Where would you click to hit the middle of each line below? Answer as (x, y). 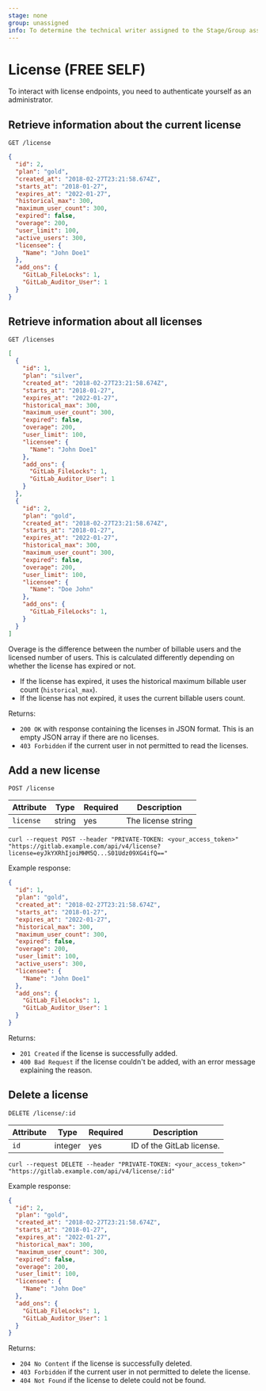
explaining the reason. (56, 1070)
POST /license (32, 789)
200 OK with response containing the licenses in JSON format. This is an (137, 728)
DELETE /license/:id (42, 1113)
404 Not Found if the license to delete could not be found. (113, 1381)
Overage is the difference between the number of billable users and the (125, 649)
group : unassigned (38, 23)
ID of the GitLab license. (175, 1145)
